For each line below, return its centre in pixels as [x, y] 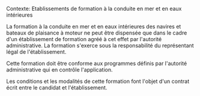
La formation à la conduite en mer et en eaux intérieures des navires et [94, 27]
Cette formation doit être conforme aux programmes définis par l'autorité [97, 63]
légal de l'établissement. [36, 52]
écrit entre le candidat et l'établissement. [57, 88]
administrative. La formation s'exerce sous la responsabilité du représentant [100, 45]
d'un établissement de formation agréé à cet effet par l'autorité [84, 39]
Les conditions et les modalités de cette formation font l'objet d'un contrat [98, 81]
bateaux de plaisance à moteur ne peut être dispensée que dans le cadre [97, 33]
